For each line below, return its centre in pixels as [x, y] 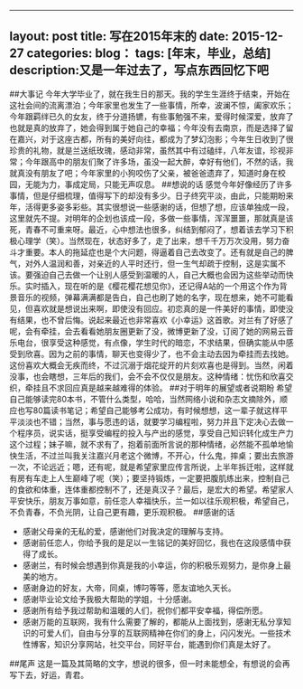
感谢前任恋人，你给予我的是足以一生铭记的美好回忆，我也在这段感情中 [153, 543]
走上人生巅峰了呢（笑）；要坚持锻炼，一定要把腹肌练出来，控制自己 [165, 478]
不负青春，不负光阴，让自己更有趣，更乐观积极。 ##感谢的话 [122, 512]
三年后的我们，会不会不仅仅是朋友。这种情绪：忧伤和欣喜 [179, 376]
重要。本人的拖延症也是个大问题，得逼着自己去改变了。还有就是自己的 [155, 252]
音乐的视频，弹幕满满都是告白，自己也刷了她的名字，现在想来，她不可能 [151, 297]
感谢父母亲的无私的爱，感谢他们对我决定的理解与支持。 [125, 531]
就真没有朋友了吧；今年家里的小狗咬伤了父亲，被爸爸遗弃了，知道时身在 [143, 173]
